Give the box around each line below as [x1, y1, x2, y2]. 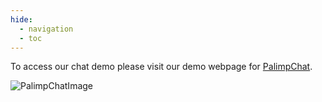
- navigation [19, 24, 74, 34]
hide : [10, 14, 33, 25]
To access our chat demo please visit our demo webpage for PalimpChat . [10, 61, 313, 73]
